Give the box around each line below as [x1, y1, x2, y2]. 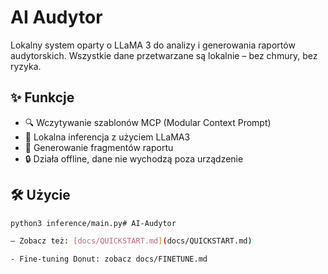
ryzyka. [10, 60, 42, 72]
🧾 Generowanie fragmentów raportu [24, 141, 174, 153]
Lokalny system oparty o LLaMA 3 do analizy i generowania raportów [10, 39, 296, 51]
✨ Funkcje [10, 89, 75, 106]
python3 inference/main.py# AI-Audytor [10, 218, 177, 228]
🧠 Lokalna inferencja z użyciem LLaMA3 [24, 131, 191, 143]
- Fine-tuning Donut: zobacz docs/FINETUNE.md [10, 254, 208, 265]
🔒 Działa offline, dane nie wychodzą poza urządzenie [24, 152, 244, 165]
